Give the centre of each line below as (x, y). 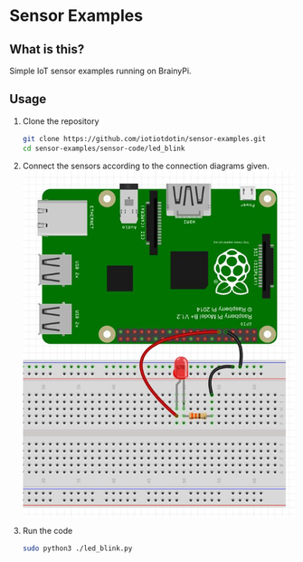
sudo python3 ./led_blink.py (77, 548)
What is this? (47, 49)
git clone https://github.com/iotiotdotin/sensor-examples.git (144, 138)
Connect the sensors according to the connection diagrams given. (146, 166)
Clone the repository (61, 121)
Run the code (47, 531)
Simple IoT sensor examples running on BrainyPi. (100, 71)
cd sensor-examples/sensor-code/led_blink (104, 148)
